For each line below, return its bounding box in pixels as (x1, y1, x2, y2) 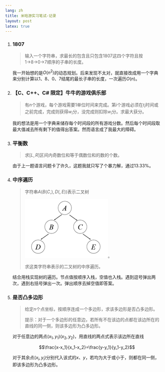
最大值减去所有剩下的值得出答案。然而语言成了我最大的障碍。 (12, 127, 139, 133)
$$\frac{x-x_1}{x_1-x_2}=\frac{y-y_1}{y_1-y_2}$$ (39, 344, 135, 350)
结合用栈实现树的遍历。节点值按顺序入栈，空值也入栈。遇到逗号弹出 (12, 274, 152, 280)
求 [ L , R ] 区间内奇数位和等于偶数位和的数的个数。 (24, 152, 122, 158)
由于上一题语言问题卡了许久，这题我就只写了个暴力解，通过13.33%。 (12, 163, 154, 169)
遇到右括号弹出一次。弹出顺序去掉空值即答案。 (21, 280, 117, 286)
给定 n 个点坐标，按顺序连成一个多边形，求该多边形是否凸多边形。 (24, 306, 158, 312)
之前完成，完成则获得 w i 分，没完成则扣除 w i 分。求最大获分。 (24, 109, 147, 116)
